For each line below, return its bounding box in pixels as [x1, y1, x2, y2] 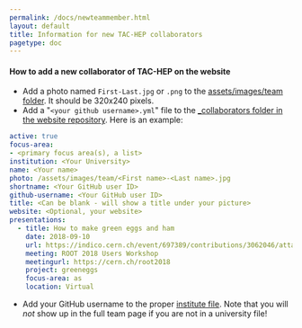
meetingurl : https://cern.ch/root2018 [25, 257, 171, 266]
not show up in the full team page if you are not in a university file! [22, 308, 268, 319]
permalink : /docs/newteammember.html [9, 13, 151, 22]
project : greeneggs [25, 266, 99, 275]
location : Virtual [25, 282, 94, 292]
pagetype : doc [9, 38, 63, 48]
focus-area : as [25, 274, 83, 283]
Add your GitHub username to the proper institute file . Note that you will [22, 298, 289, 310]
